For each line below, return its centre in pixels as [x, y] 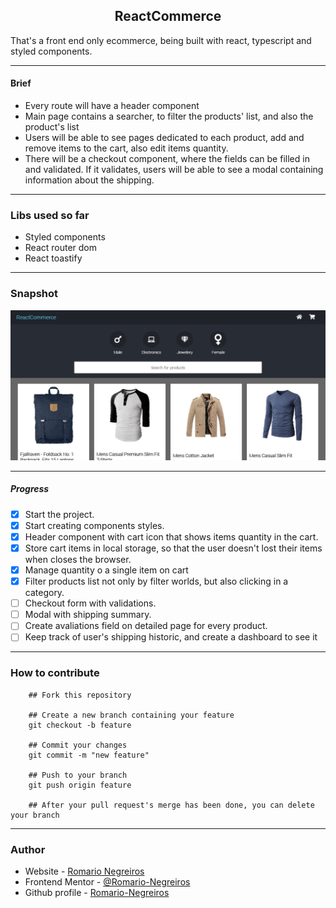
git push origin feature [80, 785]
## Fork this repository [80, 695]
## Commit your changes [78, 745]
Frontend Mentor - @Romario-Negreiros [107, 881]
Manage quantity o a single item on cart [106, 570]
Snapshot [34, 294]
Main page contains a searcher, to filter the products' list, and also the [169, 116]
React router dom [61, 248]
